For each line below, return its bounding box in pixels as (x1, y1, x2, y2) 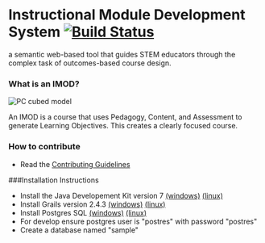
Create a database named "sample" (19, 224, 139, 235)
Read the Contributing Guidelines (19, 159, 130, 169)
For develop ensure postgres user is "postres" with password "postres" (19, 216, 258, 226)
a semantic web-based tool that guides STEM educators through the (8, 49, 236, 59)
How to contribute (8, 141, 81, 153)
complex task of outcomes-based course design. (8, 58, 172, 68)
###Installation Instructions (8, 175, 99, 185)
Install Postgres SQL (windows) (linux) (19, 207, 147, 217)
